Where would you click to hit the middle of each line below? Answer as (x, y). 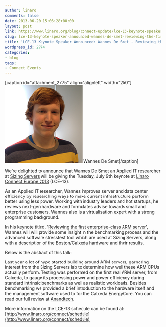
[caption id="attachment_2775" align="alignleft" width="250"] (68, 83)
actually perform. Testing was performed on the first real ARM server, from (81, 272)
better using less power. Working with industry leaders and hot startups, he (82, 201)
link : (11, 32)
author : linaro (21, 10)
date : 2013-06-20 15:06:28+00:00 (40, 21)
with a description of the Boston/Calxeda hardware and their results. (75, 243)
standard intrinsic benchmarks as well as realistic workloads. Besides (76, 283)
